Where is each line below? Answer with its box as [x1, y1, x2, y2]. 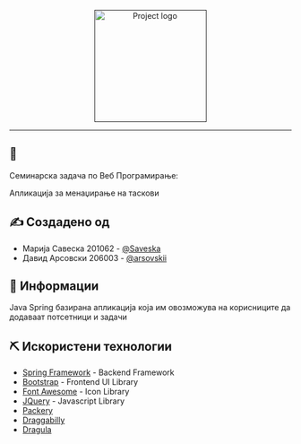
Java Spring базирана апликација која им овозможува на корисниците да [9, 302, 291, 313]
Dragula [21, 424, 52, 435]
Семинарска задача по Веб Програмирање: [9, 170, 179, 180]
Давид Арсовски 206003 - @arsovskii [21, 252, 168, 263]
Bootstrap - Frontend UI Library [21, 377, 139, 387]
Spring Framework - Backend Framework [21, 367, 175, 378]
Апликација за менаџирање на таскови [9, 187, 159, 198]
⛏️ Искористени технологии [9, 338, 173, 354]
